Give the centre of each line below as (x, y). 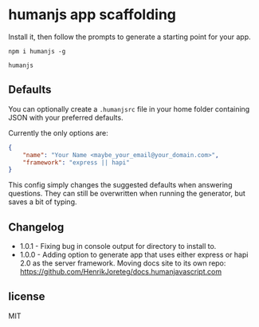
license (27, 297)
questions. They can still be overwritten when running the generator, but (127, 194)
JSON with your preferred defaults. (66, 117)
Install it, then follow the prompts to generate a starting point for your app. (129, 37)
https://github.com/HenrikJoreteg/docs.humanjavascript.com (120, 272)
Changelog (36, 227)
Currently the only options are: (59, 132)
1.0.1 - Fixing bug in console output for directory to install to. (118, 246)
